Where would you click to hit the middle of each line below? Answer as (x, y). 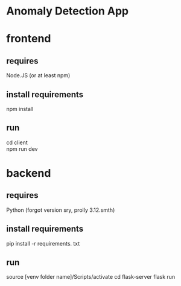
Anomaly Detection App (67, 11)
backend (29, 173)
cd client (17, 142)
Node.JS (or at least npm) (38, 75)
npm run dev (22, 148)
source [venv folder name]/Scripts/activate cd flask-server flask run (91, 277)
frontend (29, 39)
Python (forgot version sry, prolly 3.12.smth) (61, 210)
